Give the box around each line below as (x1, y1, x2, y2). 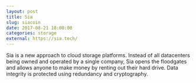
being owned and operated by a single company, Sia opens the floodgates (6, 58, 187, 65)
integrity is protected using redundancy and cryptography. (6, 71, 149, 77)
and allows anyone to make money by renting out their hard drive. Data (6, 64, 178, 71)
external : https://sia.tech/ (6, 36, 78, 41)
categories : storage (6, 30, 57, 36)
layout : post (6, 8, 38, 15)
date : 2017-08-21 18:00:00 (6, 25, 73, 31)
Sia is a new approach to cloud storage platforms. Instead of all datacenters (6, 52, 190, 58)
